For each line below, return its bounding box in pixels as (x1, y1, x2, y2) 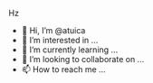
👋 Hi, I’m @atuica (21, 25, 86, 35)
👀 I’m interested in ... (21, 35, 99, 45)
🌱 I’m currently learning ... (21, 44, 119, 55)
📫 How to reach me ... (21, 64, 106, 75)
